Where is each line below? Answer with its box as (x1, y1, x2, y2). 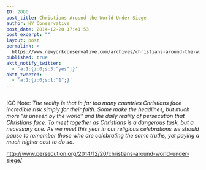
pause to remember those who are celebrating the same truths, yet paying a (6, 132, 200, 139)
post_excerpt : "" (6, 32, 51, 38)
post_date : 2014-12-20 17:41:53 (6, 26, 89, 32)
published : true (6, 54, 48, 61)
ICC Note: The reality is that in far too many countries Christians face (6, 99, 182, 107)
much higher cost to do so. (6, 138, 75, 146)
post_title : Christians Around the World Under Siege (6, 15, 147, 21)
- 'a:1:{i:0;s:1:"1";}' (12, 77, 72, 83)
